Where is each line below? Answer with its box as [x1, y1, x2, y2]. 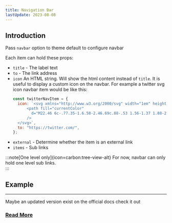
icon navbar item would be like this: [12, 87, 88, 93]
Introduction [5, 31, 46, 40]
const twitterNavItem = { [12, 96, 68, 102]
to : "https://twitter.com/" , [17, 125, 80, 130]
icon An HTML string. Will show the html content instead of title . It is [12, 75, 160, 82]
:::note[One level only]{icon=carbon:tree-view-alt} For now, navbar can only [5, 154, 166, 160]
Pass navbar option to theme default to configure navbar [5, 45, 124, 51]
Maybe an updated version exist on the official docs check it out [5, 198, 141, 205]
